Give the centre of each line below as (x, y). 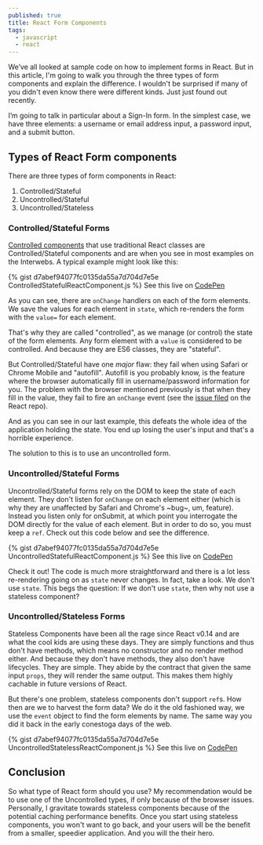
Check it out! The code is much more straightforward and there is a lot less (129, 571)
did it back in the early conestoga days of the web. (90, 724)
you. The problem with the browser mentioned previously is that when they (130, 390)
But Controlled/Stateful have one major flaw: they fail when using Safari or (128, 364)
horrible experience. (41, 438)
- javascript (37, 37)
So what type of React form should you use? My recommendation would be (130, 791)
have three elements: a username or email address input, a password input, (130, 124)
